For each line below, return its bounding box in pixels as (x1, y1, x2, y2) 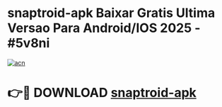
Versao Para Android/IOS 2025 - (7, 20, 201, 36)
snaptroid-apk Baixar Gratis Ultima (7, 5, 216, 21)
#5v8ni (7, 35, 50, 51)
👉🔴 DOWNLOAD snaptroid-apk (7, 85, 197, 101)
